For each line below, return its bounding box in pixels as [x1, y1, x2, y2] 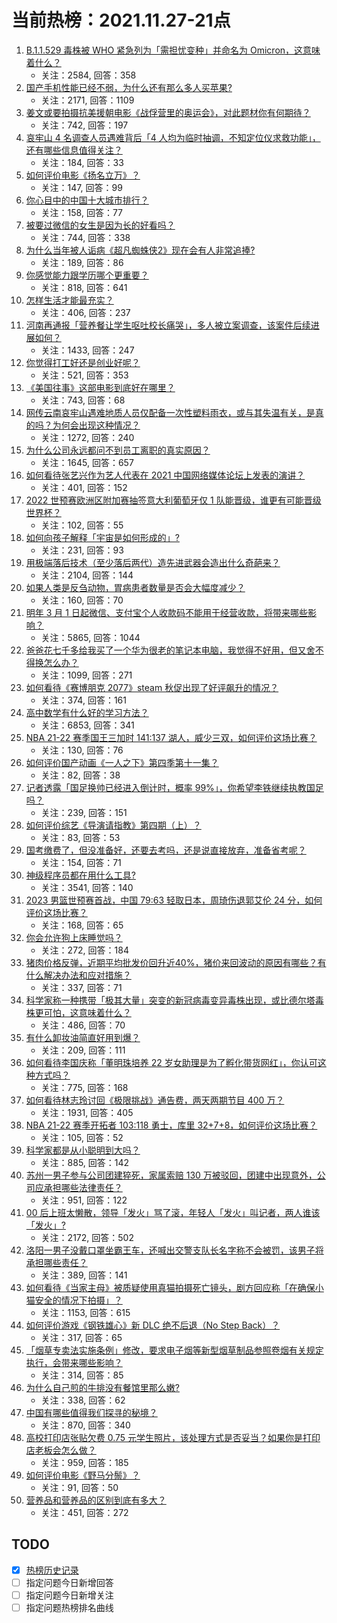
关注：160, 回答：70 [40, 594, 124, 606]
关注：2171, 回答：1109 [40, 94, 135, 106]
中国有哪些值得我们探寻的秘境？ [25, 1406, 158, 1418]
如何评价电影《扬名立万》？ [25, 169, 141, 181]
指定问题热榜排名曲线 [25, 1601, 114, 1613]
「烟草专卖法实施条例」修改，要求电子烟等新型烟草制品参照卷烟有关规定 [25, 1344, 324, 1356]
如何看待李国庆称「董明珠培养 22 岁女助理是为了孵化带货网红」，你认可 [25, 1056, 318, 1068]
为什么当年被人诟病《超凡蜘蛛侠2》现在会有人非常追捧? [25, 244, 256, 256]
